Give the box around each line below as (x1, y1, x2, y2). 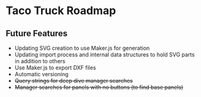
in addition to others (14, 58, 66, 64)
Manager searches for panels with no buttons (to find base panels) (14, 83, 184, 91)
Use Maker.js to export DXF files (14, 64, 96, 71)
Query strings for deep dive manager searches (14, 77, 133, 84)
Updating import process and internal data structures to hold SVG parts (14, 51, 195, 58)
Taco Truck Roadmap (6, 4, 116, 18)
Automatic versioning (14, 71, 69, 77)
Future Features (6, 28, 68, 39)
